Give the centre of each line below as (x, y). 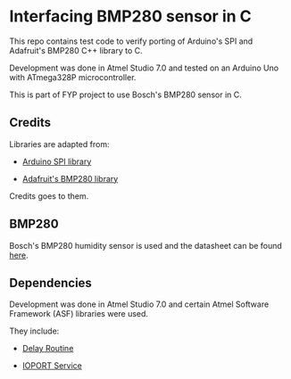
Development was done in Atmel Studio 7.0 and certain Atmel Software (139, 304)
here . (19, 255)
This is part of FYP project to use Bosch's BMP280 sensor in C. (126, 95)
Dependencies (50, 283)
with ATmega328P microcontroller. (73, 77)
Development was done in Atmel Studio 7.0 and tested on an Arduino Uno (144, 68)
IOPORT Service (52, 366)
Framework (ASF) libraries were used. (79, 314)
